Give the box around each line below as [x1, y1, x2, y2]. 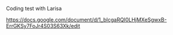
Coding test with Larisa [6, 5, 62, 12]
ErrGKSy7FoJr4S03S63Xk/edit [6, 23, 80, 29]
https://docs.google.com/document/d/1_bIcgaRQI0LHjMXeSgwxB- [6, 16, 167, 23]
